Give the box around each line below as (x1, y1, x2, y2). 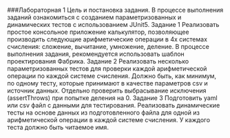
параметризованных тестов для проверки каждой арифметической (7, 65, 207, 72)
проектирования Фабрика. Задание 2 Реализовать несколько (7, 57, 189, 65)
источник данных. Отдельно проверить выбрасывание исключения (7, 86, 207, 95)
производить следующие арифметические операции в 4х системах (7, 35, 208, 43)
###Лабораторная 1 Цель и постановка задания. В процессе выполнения (7, 6, 224, 14)
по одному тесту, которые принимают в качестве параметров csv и (7, 79, 208, 87)
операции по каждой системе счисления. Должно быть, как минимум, (7, 72, 217, 80)
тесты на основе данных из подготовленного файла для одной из (7, 108, 200, 117)
